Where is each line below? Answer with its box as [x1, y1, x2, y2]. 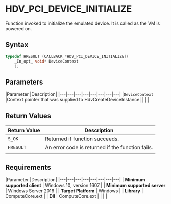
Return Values [5, 111, 52, 120]
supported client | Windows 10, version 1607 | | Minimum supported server [5, 182, 166, 188]
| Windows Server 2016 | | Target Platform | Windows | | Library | [5, 188, 143, 194]
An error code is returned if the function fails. [45, 144, 153, 151]
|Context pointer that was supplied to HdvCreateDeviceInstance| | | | [5, 97, 150, 103]
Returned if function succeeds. [45, 135, 119, 142]
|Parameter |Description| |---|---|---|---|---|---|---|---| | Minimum [5, 176, 145, 182]
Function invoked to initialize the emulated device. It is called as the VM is [5, 20, 160, 26]
